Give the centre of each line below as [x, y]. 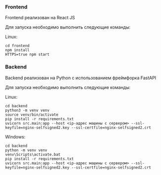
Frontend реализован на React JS [40, 18]
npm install [17, 50]
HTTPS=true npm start [27, 55]
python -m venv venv [26, 150]
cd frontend [17, 46]
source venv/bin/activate [32, 115]
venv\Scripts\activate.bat [33, 154]
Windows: [15, 136]
